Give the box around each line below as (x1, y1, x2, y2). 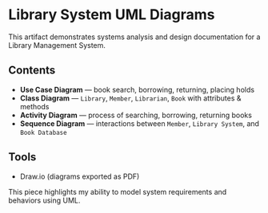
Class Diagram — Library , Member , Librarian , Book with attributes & (19, 93, 242, 103)
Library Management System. (8, 40, 106, 49)
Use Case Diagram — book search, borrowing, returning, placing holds (19, 85, 254, 94)
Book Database (19, 128, 67, 136)
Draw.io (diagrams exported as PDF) (19, 172, 140, 181)
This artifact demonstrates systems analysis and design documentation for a (8, 32, 261, 41)
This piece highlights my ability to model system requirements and (8, 187, 227, 196)
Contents (8, 64, 56, 77)
